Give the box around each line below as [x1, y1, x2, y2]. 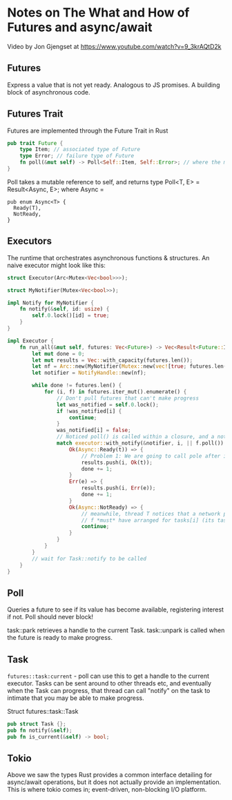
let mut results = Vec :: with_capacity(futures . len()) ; [32, 357, 193, 364]
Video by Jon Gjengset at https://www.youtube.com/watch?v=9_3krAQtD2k [7, 42, 222, 50]
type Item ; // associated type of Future [19, 146, 140, 153]
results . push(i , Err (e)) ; [81, 485, 156, 491]
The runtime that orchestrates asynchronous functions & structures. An [7, 253, 210, 262]
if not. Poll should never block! [7, 613, 94, 621]
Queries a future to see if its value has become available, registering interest [7, 605, 224, 614]
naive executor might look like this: [7, 261, 106, 269]
